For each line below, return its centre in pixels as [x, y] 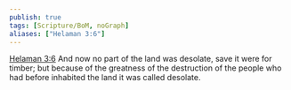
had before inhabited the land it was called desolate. [105, 78]
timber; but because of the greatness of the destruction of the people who [145, 68]
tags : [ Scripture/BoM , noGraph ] [69, 26]
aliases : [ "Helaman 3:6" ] [57, 34]
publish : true [36, 17]
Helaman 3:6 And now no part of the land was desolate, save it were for [141, 59]
